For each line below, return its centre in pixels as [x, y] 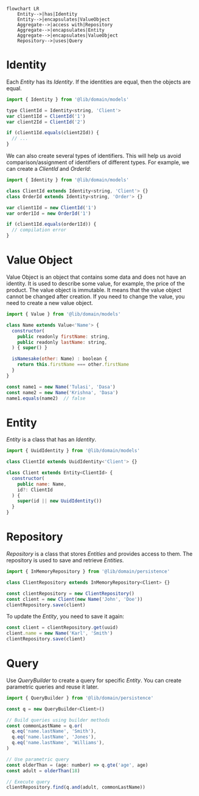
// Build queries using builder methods [58, 720]
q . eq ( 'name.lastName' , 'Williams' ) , [58, 743]
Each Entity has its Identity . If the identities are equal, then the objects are [99, 82]
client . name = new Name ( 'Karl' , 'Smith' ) [60, 633]
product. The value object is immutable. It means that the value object [94, 290]
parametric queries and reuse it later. [53, 687]
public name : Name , [42, 484]
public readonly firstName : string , [64, 336]
